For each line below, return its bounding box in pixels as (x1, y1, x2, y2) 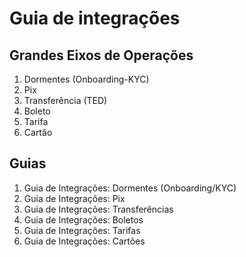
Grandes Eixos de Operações (9, 47, 194, 64)
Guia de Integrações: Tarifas (23, 224, 141, 236)
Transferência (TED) (23, 95, 108, 106)
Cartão (23, 127, 53, 138)
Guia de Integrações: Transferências (23, 203, 174, 215)
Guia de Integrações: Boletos (23, 213, 144, 226)
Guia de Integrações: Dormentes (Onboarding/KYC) (23, 182, 237, 194)
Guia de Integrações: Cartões (23, 235, 146, 247)
